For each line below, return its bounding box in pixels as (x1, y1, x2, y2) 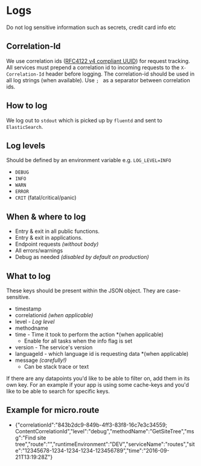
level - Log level (14, 318, 55, 325)
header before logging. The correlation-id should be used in (45, 70, 195, 77)
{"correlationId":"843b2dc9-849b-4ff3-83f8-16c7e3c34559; (14, 421, 168, 428)
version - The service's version (14, 344, 93, 351)
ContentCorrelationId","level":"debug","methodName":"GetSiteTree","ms (14, 427, 194, 435)
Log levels (6, 140, 45, 151)
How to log (6, 100, 48, 111)
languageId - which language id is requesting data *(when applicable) (14, 350, 189, 357)
